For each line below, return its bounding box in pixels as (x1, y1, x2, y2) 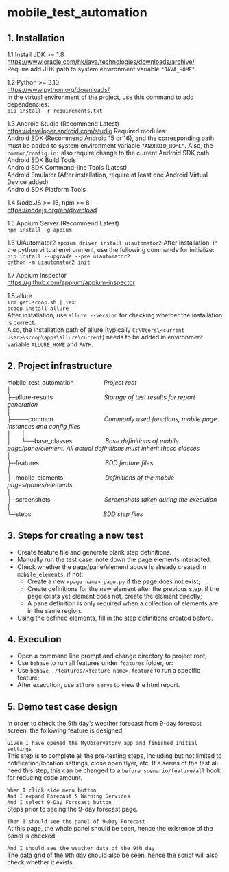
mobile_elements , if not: (16, 570, 84, 578)
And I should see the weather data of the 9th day (7, 845, 155, 852)
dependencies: (7, 100, 49, 108)
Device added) (7, 178, 49, 186)
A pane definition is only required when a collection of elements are (27, 599, 219, 607)
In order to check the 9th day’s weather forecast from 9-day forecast (7, 719, 202, 728)
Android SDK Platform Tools (7, 186, 86, 193)
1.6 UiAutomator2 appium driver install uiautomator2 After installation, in (7, 238, 218, 247)
